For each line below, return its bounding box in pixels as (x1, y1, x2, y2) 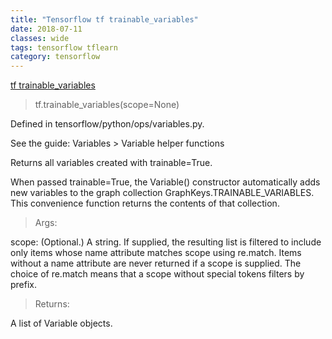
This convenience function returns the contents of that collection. (10, 197, 280, 210)
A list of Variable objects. (10, 317, 113, 330)
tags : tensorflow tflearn (10, 42, 118, 53)
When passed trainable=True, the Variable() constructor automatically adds (10, 176, 321, 188)
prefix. (10, 279, 38, 291)
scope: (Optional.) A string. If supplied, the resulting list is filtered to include (10, 236, 322, 248)
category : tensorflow (10, 52, 101, 62)
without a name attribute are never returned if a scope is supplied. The (10, 257, 302, 270)
